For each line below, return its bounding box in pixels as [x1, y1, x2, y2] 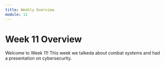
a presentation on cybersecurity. [5, 55, 72, 61]
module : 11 [5, 12, 28, 17]
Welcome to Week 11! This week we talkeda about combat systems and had [5, 50, 161, 56]
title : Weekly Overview [5, 7, 55, 12]
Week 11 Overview [5, 33, 82, 45]
